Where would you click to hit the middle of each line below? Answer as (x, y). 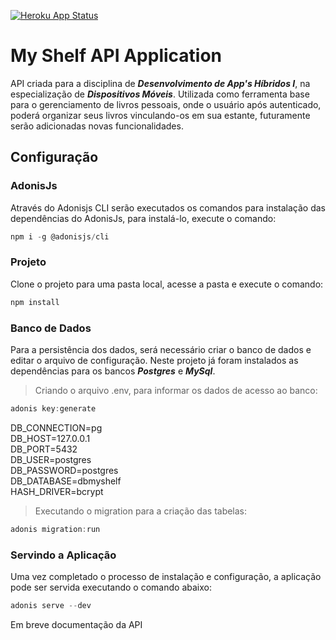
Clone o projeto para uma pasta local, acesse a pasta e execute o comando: (167, 284)
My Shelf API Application (116, 56)
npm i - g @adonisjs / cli (60, 236)
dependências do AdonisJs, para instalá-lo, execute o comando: (143, 218)
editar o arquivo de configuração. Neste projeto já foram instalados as (154, 360)
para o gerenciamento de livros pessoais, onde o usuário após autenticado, (166, 104)
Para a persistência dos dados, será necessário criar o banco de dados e (161, 349)
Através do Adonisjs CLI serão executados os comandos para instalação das (168, 207)
